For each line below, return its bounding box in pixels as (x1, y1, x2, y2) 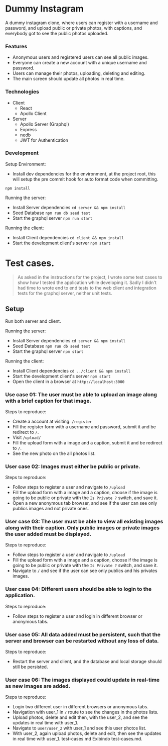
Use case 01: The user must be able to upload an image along (5, 391, 157, 398)
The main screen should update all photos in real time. (12, 76, 125, 82)
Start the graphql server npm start (12, 348, 84, 354)
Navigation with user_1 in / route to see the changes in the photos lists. (12, 709, 159, 715)
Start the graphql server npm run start (12, 215, 93, 221)
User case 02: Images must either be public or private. (5, 463, 140, 470)
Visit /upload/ (12, 434, 41, 440)
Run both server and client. (5, 318, 61, 324)
